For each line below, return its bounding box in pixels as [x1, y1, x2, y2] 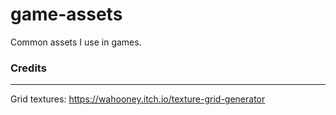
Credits [10, 61, 47, 75]
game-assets [10, 3, 123, 26]
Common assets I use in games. [10, 36, 142, 48]
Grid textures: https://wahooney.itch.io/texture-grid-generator [10, 93, 266, 105]
